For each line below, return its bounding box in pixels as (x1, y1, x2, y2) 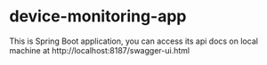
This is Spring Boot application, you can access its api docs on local (9, 36, 258, 46)
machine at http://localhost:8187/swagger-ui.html (9, 45, 190, 55)
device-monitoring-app (9, 6, 187, 27)
